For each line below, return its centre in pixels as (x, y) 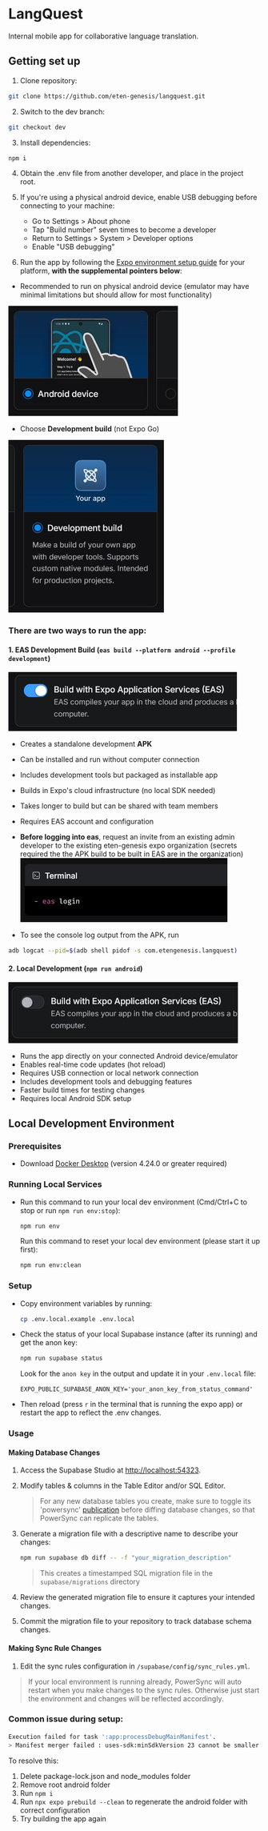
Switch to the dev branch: (62, 111)
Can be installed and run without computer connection (110, 759)
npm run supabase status (61, 1358)
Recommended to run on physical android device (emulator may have (134, 286)
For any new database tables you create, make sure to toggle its (146, 1501)
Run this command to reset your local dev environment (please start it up (140, 1241)
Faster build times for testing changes (82, 1090)
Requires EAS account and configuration (87, 821)
